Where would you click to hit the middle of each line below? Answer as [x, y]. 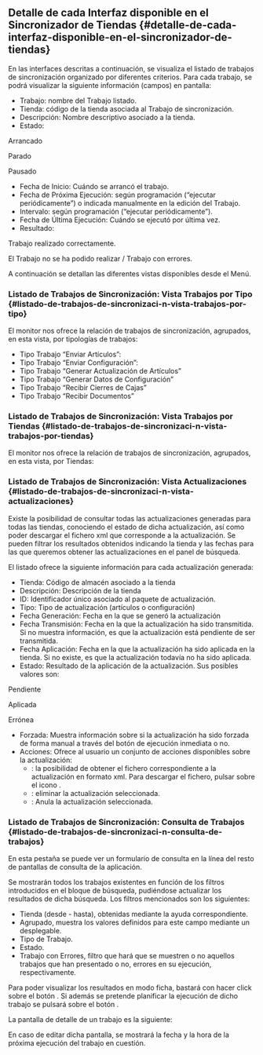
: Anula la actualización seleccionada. [92, 801]
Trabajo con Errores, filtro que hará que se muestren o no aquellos [127, 956]
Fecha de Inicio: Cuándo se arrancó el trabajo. [94, 186]
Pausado [22, 171]
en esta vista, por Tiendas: [51, 462]
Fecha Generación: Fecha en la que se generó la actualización [120, 615]
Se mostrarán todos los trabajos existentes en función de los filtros [117, 882]
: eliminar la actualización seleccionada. [96, 793]
